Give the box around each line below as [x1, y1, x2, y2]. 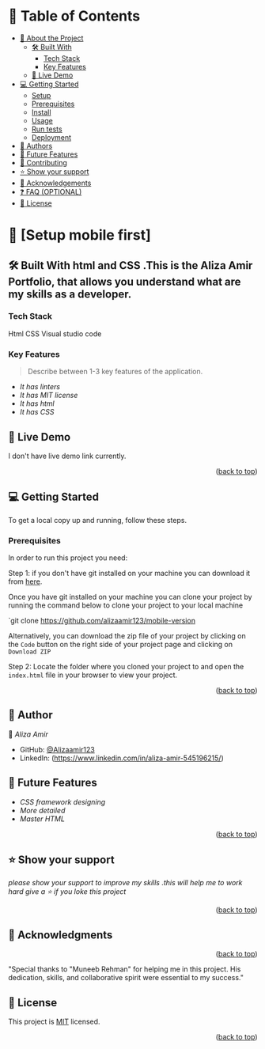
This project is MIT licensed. [8, 1017, 100, 1027]
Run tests [31, 124, 62, 134]
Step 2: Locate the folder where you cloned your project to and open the [8, 662, 244, 672]
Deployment [31, 132, 72, 142]
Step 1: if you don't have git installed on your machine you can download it [8, 569, 251, 578]
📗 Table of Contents [8, 7, 141, 25]
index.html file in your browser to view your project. [8, 670, 178, 680]
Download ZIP [8, 648, 51, 656]
